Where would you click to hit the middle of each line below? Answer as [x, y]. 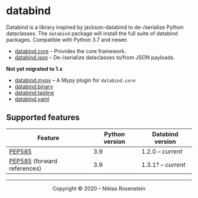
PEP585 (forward [33, 161]
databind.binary [34, 86]
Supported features [43, 118]
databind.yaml [32, 99]
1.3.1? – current [163, 164]
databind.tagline [34, 93]
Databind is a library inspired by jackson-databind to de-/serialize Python [95, 27]
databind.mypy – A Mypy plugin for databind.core [75, 80]
